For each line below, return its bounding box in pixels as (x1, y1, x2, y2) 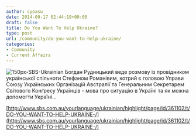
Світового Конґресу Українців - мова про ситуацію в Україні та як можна (6, 87, 189, 94)
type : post (6, 30, 33, 36)
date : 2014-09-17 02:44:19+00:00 (6, 14, 88, 20)
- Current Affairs (6, 52, 51, 58)
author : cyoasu (6, 8, 43, 15)
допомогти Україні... (6, 93, 57, 100)
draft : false (6, 19, 38, 25)
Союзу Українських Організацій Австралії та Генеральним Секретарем (6, 80, 185, 88)
